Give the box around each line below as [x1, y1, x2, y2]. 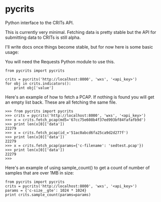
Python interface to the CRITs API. [5, 20, 74, 26]
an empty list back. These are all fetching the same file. [5, 99, 117, 105]
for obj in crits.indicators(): [5, 81, 71, 86]
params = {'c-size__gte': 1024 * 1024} [5, 188, 87, 193]
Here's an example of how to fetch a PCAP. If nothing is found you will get [5, 94, 155, 100]
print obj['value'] [14, 85, 54, 90]
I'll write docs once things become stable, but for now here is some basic [5, 44, 153, 50]
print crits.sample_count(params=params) [5, 192, 91, 197]
